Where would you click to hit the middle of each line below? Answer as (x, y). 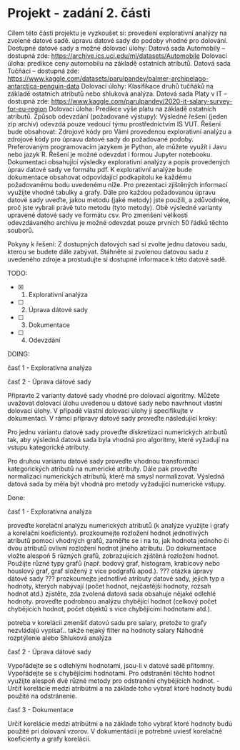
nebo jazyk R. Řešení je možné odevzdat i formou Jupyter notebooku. (110, 154)
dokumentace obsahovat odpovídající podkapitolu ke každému (99, 177)
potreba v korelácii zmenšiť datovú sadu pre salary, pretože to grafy (107, 622)
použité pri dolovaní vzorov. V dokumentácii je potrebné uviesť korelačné (115, 731)
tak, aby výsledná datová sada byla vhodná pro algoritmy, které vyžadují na (118, 439)
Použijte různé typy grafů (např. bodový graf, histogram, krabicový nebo (114, 563)
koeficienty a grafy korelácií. (49, 739)
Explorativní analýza (58, 294)
